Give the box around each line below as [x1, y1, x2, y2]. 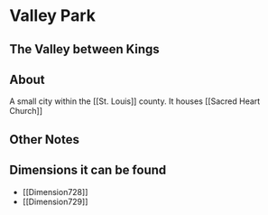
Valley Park [9, 5, 97, 26]
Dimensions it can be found [9, 163, 167, 178]
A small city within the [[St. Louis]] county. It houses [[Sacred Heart [9, 96, 261, 107]
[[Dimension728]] [22, 186, 88, 197]
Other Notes [9, 132, 79, 147]
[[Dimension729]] [22, 196, 88, 207]
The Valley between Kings [9, 42, 160, 57]
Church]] [9, 106, 43, 117]
